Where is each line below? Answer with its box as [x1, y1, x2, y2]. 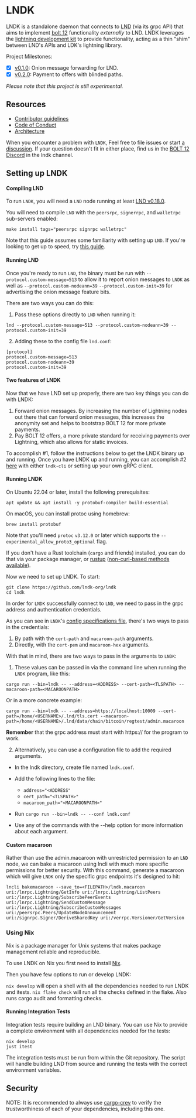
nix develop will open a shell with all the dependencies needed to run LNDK [6, 982, 189, 989]
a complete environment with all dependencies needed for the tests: [6, 1027, 171, 1034]
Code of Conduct [14, 121, 57, 128]
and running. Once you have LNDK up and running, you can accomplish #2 [6, 456, 187, 463]
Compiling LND [6, 184, 44, 192]
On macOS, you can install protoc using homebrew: [6, 510, 130, 517]
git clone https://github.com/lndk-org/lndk [6, 584, 116, 590]
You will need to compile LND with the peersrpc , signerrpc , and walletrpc [6, 209, 181, 216]
